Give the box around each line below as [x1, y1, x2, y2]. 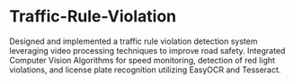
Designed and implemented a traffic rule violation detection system [9, 36, 258, 46]
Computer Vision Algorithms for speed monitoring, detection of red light [9, 55, 276, 65]
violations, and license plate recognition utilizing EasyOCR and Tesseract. [9, 64, 281, 75]
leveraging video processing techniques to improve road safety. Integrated [9, 45, 286, 55]
